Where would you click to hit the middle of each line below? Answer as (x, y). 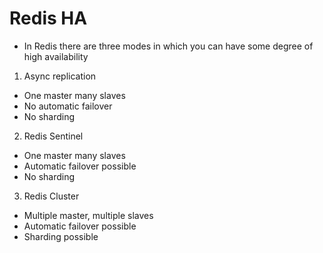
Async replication (60, 76)
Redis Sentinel (53, 136)
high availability (56, 56)
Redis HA (48, 18)
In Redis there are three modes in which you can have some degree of (168, 46)
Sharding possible (61, 236)
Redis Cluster (51, 196)
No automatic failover (68, 106)
